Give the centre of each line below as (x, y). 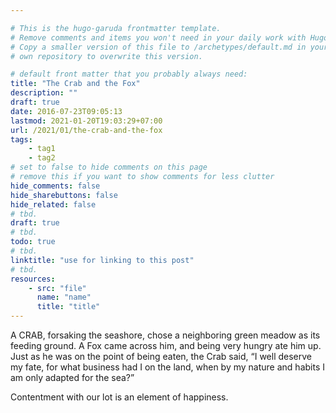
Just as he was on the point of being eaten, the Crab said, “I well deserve (161, 356)
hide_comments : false (55, 186)
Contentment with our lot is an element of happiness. (119, 397)
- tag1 (42, 149)
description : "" (44, 93)
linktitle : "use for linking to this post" (102, 260)
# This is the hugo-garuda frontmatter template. (116, 28)
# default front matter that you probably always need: (129, 74)
